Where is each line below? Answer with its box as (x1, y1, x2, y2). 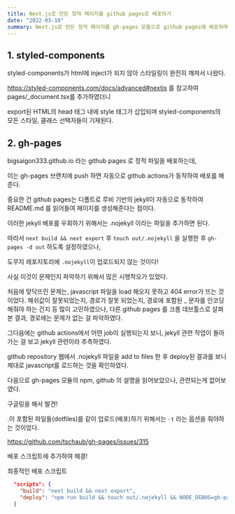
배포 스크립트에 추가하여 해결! (7, 452, 88, 460)
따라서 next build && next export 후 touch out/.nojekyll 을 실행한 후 (7, 234, 206, 242)
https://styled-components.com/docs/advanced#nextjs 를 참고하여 (7, 84, 199, 92)
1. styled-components (7, 49, 105, 61)
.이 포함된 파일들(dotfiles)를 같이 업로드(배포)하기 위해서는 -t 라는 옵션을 (7, 415, 206, 423)
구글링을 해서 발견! (7, 400, 58, 408)
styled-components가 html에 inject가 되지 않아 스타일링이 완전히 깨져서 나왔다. (7, 69, 226, 77)
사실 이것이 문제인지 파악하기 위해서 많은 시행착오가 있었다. (7, 272, 168, 281)
